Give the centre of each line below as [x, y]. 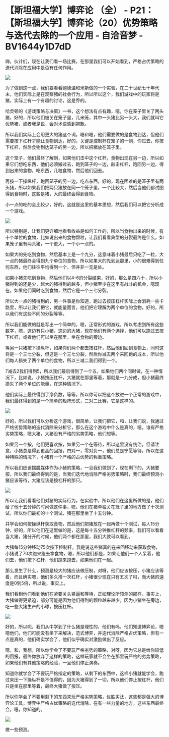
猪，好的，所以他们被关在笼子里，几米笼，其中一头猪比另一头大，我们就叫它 [84, 117]
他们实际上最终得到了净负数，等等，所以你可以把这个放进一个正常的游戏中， [84, 394]
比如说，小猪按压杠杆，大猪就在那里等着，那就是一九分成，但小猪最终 [91, 377]
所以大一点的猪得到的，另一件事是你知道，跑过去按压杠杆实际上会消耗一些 [82, 301]
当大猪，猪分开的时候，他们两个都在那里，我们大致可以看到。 [69, 536]
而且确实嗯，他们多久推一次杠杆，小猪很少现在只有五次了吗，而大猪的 [87, 576]
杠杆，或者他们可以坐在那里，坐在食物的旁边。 [58, 337]
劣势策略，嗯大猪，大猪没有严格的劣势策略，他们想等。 [62, 433]
